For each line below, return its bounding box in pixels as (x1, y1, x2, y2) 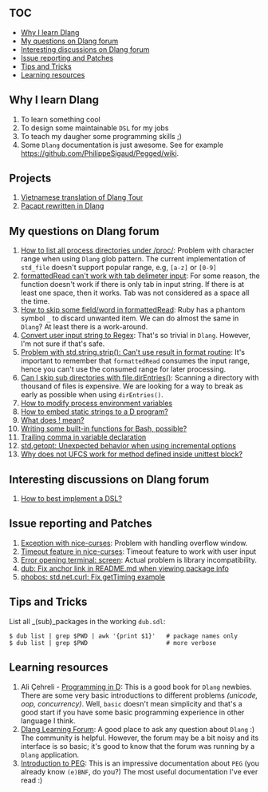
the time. (20, 297, 50, 306)
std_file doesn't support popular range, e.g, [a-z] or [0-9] (20, 263, 218, 273)
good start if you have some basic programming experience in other (20, 707, 245, 717)
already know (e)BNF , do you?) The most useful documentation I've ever (20, 766, 258, 776)
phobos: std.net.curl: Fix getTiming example (20, 571, 166, 582)
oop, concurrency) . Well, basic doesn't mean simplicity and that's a (20, 698, 242, 708)
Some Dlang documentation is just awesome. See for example (20, 140, 224, 149)
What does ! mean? (20, 416, 85, 425)
